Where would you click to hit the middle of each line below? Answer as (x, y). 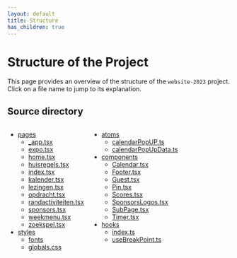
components (120, 157)
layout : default (31, 14)
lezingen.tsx (46, 187)
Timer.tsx (126, 217)
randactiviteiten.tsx (56, 202)
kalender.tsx (46, 180)
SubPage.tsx (131, 210)
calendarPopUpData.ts (145, 150)
